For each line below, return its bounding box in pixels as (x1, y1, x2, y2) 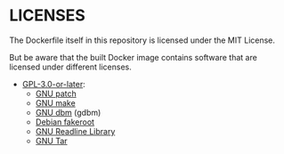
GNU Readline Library (35, 126, 116, 136)
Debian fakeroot (35, 117, 95, 127)
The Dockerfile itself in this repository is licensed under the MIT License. (9, 35, 276, 45)
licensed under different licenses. (9, 61, 132, 72)
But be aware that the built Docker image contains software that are (9, 52, 258, 62)
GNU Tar (35, 135, 69, 146)
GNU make (35, 97, 76, 108)
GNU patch (35, 88, 77, 99)
